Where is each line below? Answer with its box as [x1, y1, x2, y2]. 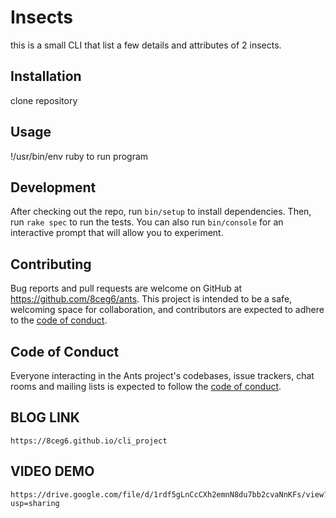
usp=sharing [10, 498, 60, 508]
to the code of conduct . [10, 314, 108, 326]
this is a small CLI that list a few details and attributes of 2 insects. [10, 39, 282, 51]
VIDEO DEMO [10, 463, 95, 480]
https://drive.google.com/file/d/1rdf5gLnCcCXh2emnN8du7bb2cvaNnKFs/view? [10, 489, 329, 500]
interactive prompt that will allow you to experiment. [10, 227, 224, 239]
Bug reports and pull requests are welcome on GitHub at [10, 282, 243, 295]
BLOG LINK [10, 409, 80, 426]
